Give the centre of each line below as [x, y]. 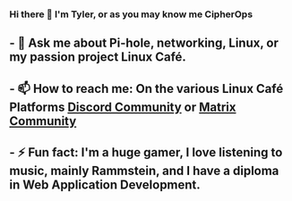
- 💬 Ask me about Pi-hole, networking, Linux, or [144, 43]
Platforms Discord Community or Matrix [123, 107]
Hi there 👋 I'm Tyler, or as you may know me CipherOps [131, 14]
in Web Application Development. [105, 185]
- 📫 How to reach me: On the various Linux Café [146, 88]
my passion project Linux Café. [98, 57]
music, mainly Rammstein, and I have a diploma [144, 171]
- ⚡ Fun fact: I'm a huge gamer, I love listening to [146, 152]
